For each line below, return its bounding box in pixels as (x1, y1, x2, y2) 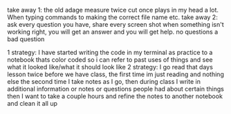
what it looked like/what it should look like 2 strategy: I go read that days (7, 63, 213, 71)
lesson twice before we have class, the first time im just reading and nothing (7, 70, 225, 78)
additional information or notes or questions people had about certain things (7, 85, 225, 93)
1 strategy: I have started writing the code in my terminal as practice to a (7, 48, 213, 56)
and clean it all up (7, 100, 57, 107)
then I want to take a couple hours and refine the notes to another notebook (7, 92, 223, 100)
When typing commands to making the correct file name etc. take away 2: (7, 13, 218, 21)
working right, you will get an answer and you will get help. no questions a (7, 27, 219, 36)
